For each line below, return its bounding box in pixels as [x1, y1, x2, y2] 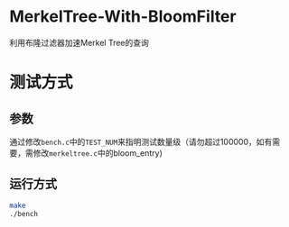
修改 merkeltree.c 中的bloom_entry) [33, 147, 163, 159]
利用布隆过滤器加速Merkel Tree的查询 [9, 37, 149, 48]
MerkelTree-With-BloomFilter [9, 6, 237, 27]
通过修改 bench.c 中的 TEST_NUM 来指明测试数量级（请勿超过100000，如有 [9, 136, 273, 147]
